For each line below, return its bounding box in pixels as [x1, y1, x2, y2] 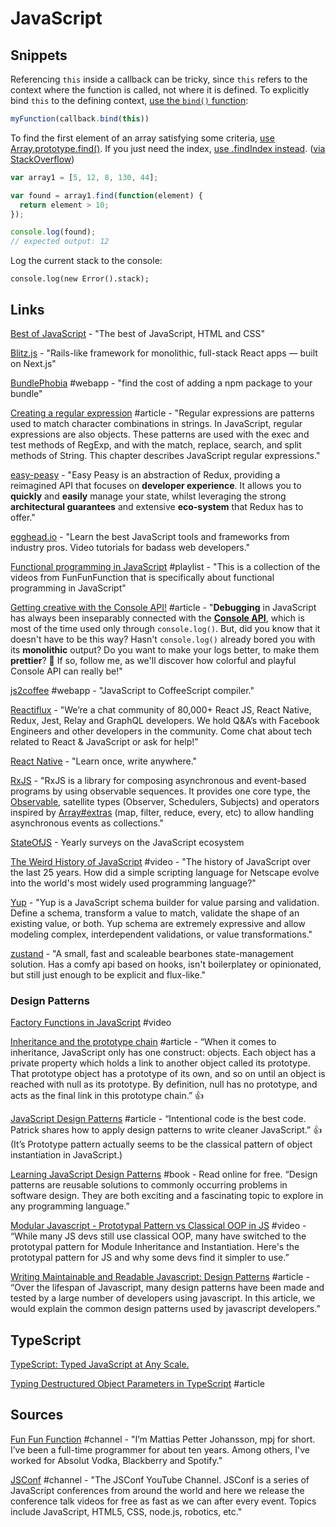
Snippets [10, 47, 68, 64]
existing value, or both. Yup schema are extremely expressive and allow [10, 917, 306, 929]
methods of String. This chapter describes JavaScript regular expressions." [10, 449, 321, 461]
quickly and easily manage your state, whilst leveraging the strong [10, 490, 287, 502]
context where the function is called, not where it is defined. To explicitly [10, 84, 310, 96]
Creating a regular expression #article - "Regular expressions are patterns [10, 407, 315, 419]
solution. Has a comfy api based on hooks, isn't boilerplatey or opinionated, [10, 958, 322, 970]
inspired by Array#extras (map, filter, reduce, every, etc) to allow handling [10, 806, 314, 818]
